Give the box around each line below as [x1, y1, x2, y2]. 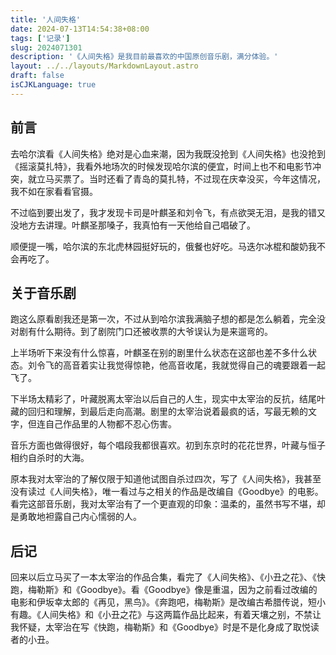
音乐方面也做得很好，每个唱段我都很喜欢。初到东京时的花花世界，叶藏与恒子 [10, 439, 326, 451]
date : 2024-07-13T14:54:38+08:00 [10, 24, 150, 34]
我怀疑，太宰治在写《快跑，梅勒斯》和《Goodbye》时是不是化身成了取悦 [10, 621, 311, 633]
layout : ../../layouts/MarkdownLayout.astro [10, 61, 199, 71]
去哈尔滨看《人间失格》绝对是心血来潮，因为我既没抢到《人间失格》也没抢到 [10, 147, 326, 160]
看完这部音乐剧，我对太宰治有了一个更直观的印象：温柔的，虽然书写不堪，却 [10, 498, 326, 510]
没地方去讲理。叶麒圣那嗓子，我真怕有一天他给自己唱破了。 [10, 219, 256, 231]
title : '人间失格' [10, 14, 82, 25]
